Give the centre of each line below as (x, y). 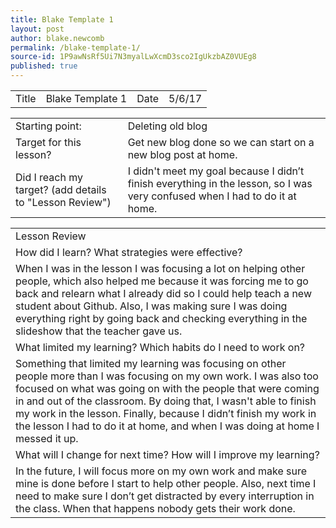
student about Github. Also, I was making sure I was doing (151, 306)
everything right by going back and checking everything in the (161, 318)
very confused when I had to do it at (212, 196)
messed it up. (47, 438)
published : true (44, 66)
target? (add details (61, 189)
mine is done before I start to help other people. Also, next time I (166, 483)
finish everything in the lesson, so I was (220, 183)
